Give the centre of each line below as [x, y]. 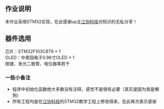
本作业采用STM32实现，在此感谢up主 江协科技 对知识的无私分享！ [71, 22]
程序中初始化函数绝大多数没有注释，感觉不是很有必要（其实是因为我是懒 [85, 89]
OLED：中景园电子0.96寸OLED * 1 [40, 57]
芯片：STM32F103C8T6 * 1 [33, 51]
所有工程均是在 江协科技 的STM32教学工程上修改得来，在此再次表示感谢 [84, 101]
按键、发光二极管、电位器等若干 [37, 63]
